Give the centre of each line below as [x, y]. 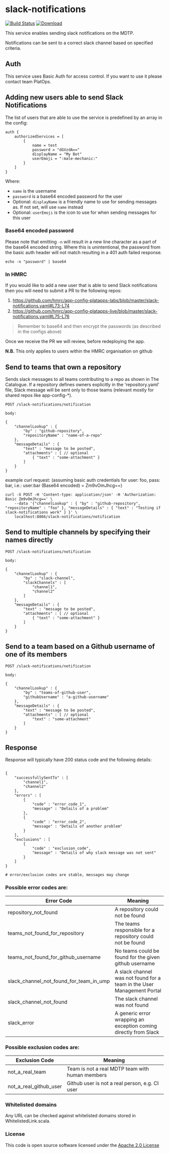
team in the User [134, 984]
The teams [127, 924]
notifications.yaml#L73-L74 [41, 306]
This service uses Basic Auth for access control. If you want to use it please [84, 76]
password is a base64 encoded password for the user [67, 196]
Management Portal [138, 991]
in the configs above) [39, 332]
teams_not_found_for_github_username [54, 957]
